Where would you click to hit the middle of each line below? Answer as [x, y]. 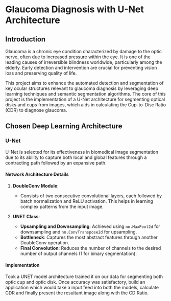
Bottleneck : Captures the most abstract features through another [89, 237]
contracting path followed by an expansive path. [56, 163]
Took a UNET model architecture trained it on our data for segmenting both [84, 276]
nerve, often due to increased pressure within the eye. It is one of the [78, 57]
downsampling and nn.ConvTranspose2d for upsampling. [79, 231]
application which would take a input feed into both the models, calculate [82, 288]
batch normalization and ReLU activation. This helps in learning [87, 201]
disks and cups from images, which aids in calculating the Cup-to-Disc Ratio [86, 105]
